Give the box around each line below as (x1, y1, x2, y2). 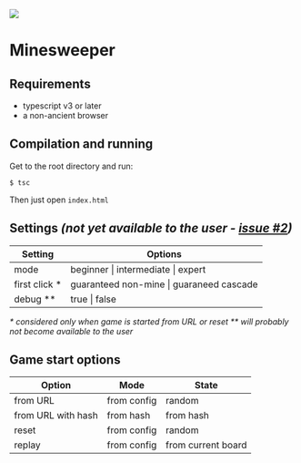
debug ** (14, 293, 56, 305)
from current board (165, 438, 247, 451)
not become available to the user (9, 325, 134, 336)
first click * (14, 278, 62, 291)
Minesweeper (9, 40, 115, 61)
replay (14, 438, 41, 451)
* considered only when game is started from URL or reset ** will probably (9, 315, 289, 327)
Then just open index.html (9, 194, 109, 205)
